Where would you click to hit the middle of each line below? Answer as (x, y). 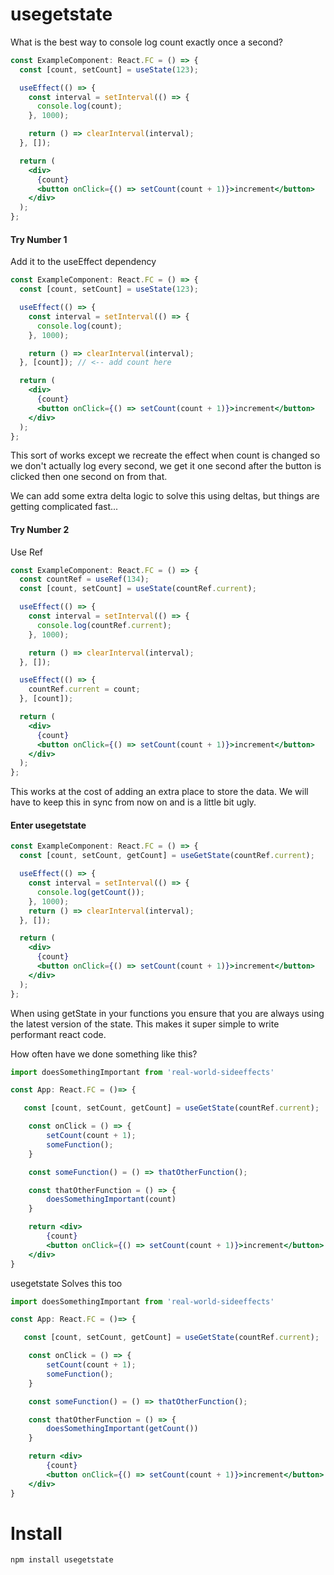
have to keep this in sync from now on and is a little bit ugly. (133, 802)
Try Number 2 (40, 529)
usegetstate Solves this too (66, 1283)
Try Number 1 (39, 239)
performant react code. (58, 1034)
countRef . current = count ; (84, 689)
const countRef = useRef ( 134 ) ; (84, 579)
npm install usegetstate (62, 1560)
